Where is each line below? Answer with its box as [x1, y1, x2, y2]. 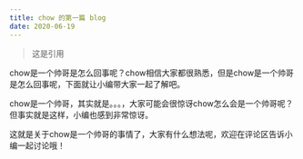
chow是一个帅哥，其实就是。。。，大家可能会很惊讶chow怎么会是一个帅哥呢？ [9, 97, 294, 109]
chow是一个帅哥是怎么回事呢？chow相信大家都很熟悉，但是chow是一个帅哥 [9, 67, 294, 78]
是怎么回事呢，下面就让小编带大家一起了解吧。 [9, 78, 185, 89]
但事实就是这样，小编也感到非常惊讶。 [9, 109, 153, 120]
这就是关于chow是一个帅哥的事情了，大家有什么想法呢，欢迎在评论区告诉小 [9, 128, 293, 139]
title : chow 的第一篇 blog [9, 13, 106, 23]
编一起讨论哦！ [9, 140, 66, 151]
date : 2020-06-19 [9, 22, 76, 31]
